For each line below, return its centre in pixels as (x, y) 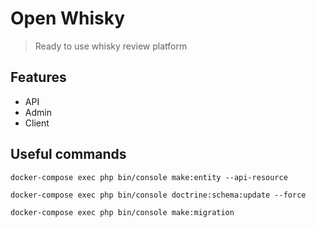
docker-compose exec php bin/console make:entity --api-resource (149, 177)
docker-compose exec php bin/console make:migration (122, 212)
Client (37, 123)
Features (38, 77)
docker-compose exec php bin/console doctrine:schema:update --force (158, 195)
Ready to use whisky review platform (111, 46)
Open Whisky (68, 18)
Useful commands (68, 154)
